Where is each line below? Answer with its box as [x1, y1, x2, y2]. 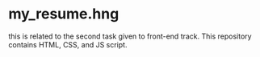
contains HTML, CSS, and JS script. [8, 39, 128, 49]
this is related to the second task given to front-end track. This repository [8, 31, 252, 41]
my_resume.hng [8, 5, 120, 23]
